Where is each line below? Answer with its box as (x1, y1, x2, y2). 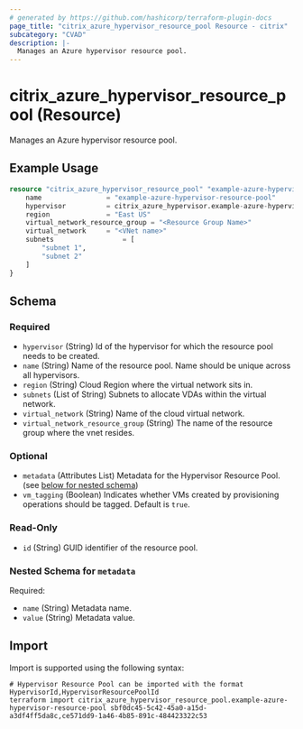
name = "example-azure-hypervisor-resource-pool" (25, 193, 277, 202)
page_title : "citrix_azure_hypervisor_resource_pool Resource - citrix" (9, 22, 289, 31)
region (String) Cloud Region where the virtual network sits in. (22, 380, 253, 391)
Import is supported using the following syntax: (9, 662, 185, 673)
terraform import (9, 696, 75, 705)
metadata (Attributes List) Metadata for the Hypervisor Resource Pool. (22, 470, 281, 481)
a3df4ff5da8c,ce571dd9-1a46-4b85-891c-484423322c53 (9, 711, 207, 720)
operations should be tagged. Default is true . (22, 499, 191, 510)
